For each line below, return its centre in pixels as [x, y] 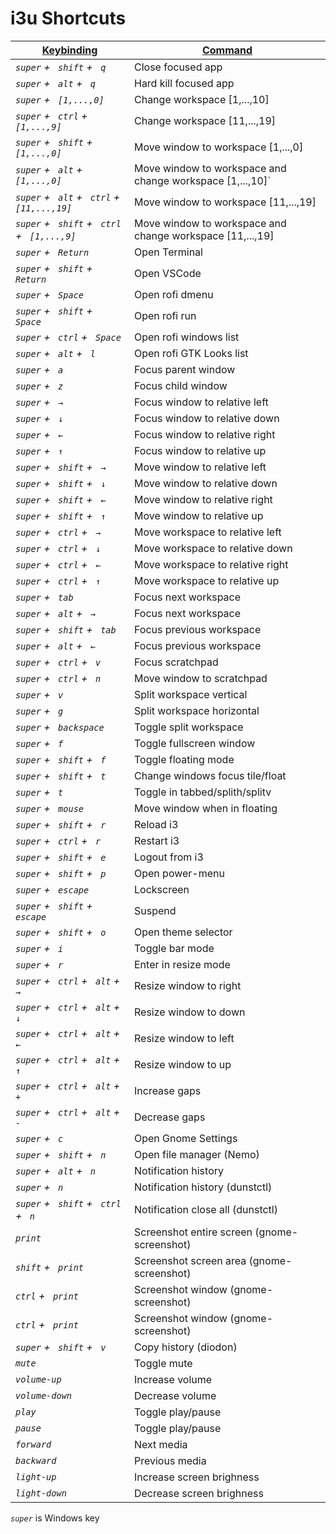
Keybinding [69, 50]
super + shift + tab [66, 629]
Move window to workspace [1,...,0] [218, 147]
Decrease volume [175, 1395]
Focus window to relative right [204, 434]
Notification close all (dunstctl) [205, 1209]
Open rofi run [165, 315]
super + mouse [49, 808]
